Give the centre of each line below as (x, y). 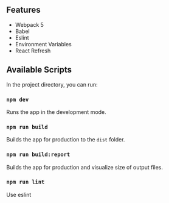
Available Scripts (39, 70)
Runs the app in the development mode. (56, 112)
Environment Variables (43, 44)
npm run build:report (38, 155)
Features (23, 10)
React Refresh (33, 51)
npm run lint (26, 182)
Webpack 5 (29, 24)
